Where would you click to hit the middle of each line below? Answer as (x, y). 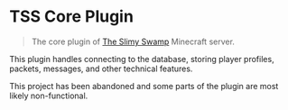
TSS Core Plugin (71, 17)
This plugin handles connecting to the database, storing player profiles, (142, 59)
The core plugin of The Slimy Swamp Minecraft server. (133, 41)
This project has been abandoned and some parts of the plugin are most (144, 86)
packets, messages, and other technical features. (101, 69)
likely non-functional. (49, 96)
